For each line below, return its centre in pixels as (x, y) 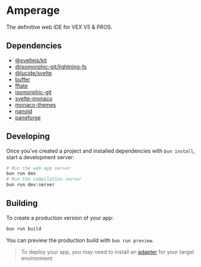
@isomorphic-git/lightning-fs (51, 66)
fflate (21, 86)
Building (22, 203)
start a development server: (40, 157)
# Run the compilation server (44, 179)
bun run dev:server (31, 185)
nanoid (23, 111)
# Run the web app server (38, 168)
